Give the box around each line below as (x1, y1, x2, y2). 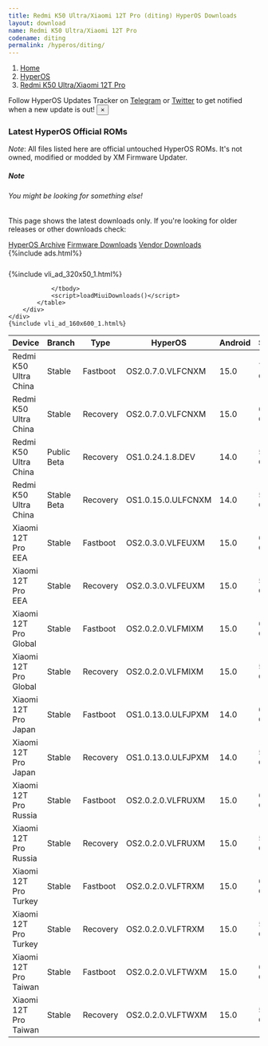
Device (12, 337, 40, 348)
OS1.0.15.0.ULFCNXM (126, 494, 212, 505)
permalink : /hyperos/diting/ (8, 42, 105, 50)
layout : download (8, 19, 66, 27)
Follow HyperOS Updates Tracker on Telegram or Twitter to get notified (8, 96, 243, 105)
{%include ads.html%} (8, 248, 82, 258)
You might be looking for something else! (8, 191, 144, 200)
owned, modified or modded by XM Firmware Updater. (8, 153, 188, 162)
